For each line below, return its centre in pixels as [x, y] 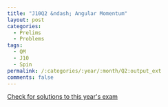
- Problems [29, 39]
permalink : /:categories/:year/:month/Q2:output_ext [84, 71]
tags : [15, 45]
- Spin [23, 64]
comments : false [30, 77]
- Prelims [27, 33]
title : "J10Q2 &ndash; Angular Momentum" [67, 13]
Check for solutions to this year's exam [63, 97]
